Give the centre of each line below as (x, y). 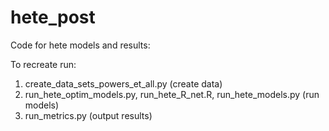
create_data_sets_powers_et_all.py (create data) (123, 83)
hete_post (53, 17)
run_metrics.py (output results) (88, 115)
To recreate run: (43, 64)
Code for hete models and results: (80, 45)
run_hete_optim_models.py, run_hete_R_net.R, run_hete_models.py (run (172, 94)
